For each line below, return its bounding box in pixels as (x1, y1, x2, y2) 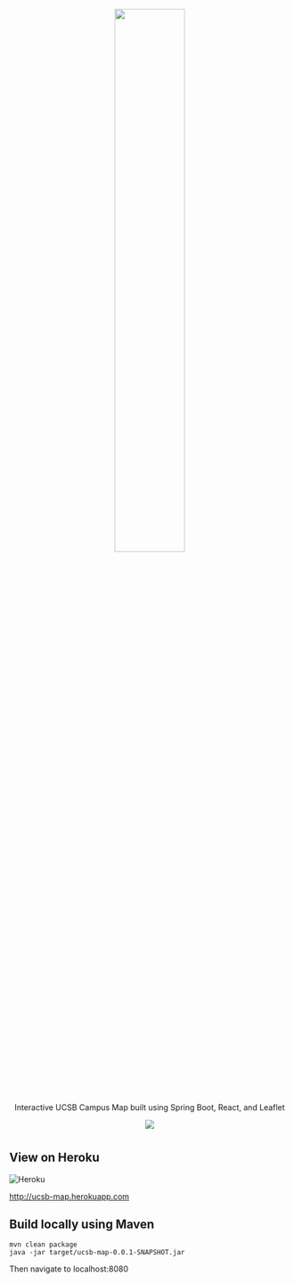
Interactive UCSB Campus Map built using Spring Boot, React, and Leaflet (14, 1102, 285, 1113)
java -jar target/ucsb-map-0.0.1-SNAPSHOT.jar (9, 1248, 185, 1257)
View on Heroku (9, 1150, 100, 1165)
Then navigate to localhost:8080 (9, 1263, 129, 1274)
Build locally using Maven (9, 1217, 155, 1231)
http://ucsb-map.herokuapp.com (9, 1190, 130, 1202)
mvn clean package (9, 1240, 78, 1249)
